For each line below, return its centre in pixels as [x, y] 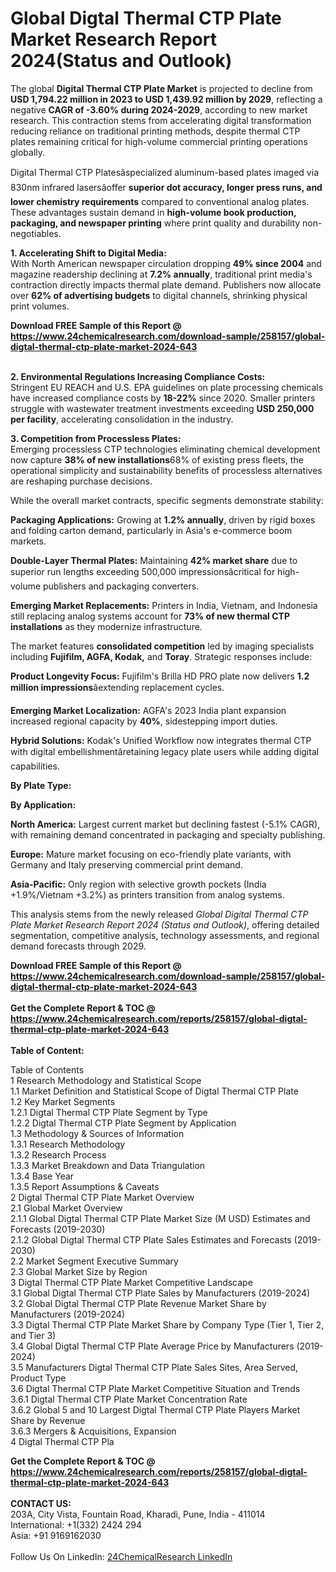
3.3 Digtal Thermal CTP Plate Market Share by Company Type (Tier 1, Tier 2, [167, 1324]
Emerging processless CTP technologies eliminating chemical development [165, 449]
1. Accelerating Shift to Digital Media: [88, 253]
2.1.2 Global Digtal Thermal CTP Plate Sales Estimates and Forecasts [151, 1239]
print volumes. [40, 306]
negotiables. [36, 233]
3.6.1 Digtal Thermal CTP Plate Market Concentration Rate [129, 1399]
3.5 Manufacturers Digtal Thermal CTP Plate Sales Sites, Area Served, [154, 1367]
